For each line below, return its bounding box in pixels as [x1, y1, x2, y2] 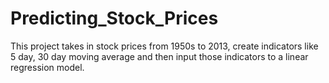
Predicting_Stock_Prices [10, 7, 219, 30]
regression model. [10, 61, 85, 73]
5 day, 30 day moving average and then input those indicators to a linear [10, 50, 309, 62]
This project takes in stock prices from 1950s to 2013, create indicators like [10, 40, 319, 52]
